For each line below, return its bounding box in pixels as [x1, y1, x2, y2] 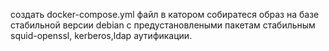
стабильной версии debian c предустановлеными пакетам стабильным [10, 19, 316, 31]
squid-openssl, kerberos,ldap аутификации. [10, 30, 193, 41]
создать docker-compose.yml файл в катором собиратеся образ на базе [10, 9, 320, 20]
